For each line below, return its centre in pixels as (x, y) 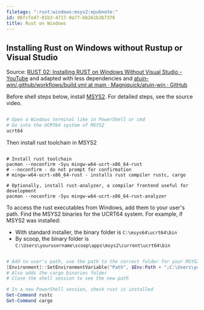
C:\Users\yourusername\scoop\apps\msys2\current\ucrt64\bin (93, 246)
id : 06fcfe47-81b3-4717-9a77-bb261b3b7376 (61, 18)
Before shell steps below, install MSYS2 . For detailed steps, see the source (100, 97)
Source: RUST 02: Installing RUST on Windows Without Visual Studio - (94, 72)
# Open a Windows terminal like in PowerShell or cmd (76, 120)
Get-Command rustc (29, 295)
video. (14, 103)
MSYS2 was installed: (33, 220)
